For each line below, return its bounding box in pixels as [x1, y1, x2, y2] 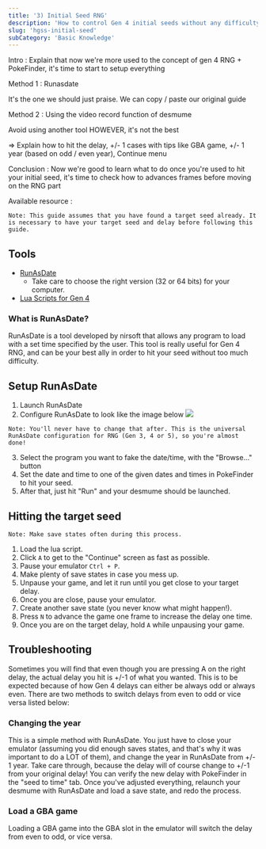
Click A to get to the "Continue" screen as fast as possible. [19, 552, 211, 562]
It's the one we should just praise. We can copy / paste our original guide [8, 94, 247, 104]
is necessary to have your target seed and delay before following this [8, 219, 253, 227]
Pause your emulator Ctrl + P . [19, 561, 120, 570]
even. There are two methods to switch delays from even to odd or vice [8, 689, 241, 699]
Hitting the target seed [8, 509, 122, 523]
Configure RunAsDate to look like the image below [19, 409, 184, 420]
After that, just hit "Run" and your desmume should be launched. [19, 486, 231, 496]
